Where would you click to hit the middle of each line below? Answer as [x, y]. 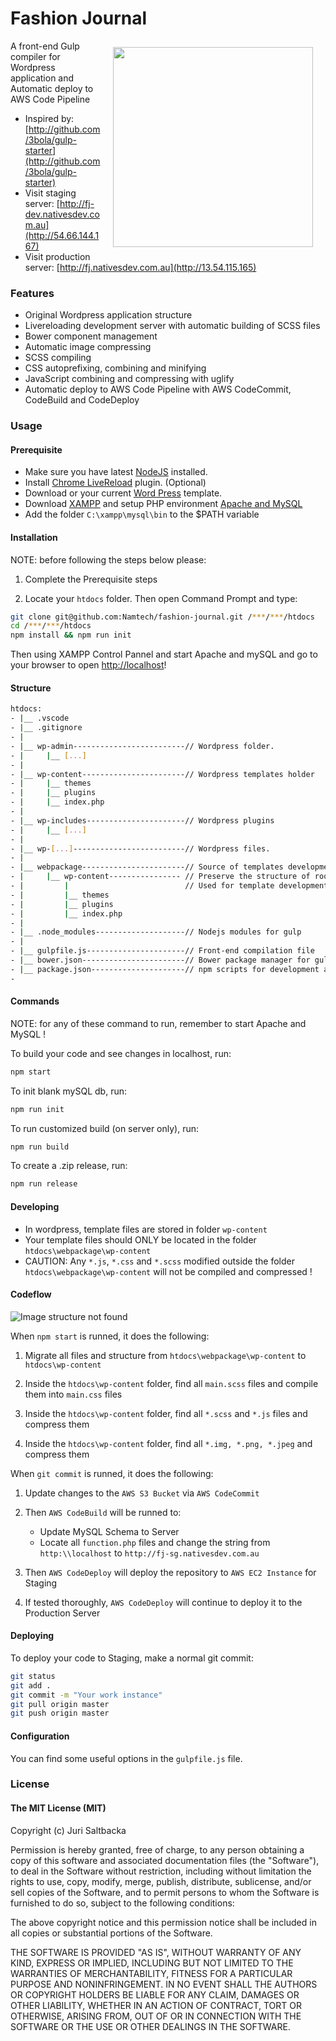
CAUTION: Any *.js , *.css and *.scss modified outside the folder [159, 1261]
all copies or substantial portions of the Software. [111, 1933]
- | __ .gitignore [46, 728]
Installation [34, 537]
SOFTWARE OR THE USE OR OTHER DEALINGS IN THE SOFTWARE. [150, 2026]
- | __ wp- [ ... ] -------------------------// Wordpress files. [140, 848]
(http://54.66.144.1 [62, 235]
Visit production [57, 256]
